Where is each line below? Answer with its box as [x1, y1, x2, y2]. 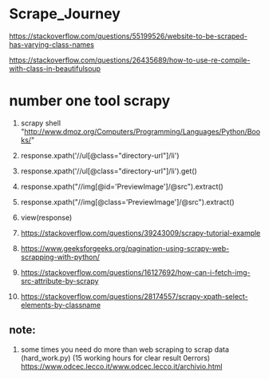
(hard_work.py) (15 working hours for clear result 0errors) [20, 353, 211, 362]
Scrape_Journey [9, 5, 121, 23]
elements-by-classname [20, 300, 101, 309]
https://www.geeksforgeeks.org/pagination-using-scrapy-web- [20, 243, 230, 253]
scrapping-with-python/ [20, 252, 101, 261]
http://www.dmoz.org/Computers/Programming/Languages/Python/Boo [24, 126, 261, 136]
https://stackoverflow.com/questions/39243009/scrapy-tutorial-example [20, 228, 261, 237]
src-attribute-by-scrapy [20, 276, 99, 285]
